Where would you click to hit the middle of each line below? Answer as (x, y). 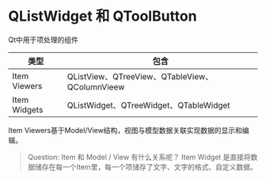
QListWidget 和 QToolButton (103, 16)
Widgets (28, 109)
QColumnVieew (96, 86)
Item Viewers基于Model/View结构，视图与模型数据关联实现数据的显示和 (125, 130)
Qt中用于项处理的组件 (44, 40)
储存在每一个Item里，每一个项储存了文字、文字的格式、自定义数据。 (146, 166)
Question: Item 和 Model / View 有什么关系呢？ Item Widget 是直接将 (139, 157)
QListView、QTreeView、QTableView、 (140, 76)
